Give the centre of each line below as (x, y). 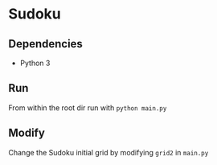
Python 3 (35, 63)
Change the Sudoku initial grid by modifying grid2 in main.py (108, 152)
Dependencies (45, 44)
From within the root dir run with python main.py (88, 107)
